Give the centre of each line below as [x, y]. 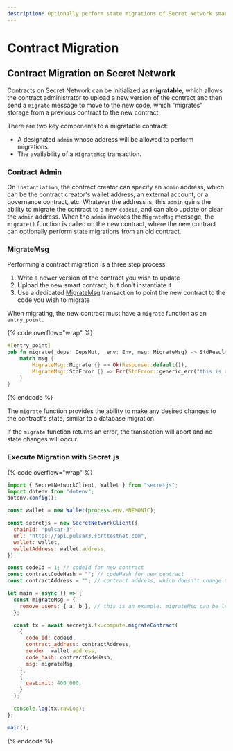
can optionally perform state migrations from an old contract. [94, 231]
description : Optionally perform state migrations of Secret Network [110, 14]
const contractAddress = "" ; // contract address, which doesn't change [114, 581]
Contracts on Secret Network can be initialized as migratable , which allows [115, 90]
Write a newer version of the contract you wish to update [98, 278]
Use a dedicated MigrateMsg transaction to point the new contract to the [121, 293]
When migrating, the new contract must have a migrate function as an [107, 314]
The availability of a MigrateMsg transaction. [79, 154]
